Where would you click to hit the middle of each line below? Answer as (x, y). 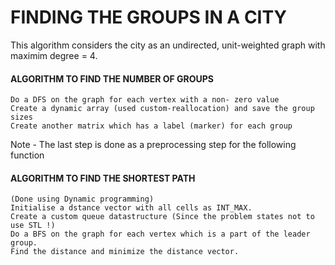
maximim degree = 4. (54, 55)
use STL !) (33, 226)
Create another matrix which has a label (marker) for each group (151, 126)
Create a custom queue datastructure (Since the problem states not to (162, 217)
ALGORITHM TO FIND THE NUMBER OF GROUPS (112, 78)
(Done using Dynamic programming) (82, 199)
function (27, 155)
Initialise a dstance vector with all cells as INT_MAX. (131, 208)
